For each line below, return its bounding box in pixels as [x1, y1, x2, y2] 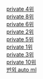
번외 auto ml [6, 66, 37, 73]
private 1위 [6, 43, 33, 50]
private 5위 [6, 36, 34, 43]
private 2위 [6, 28, 34, 35]
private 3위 [6, 51, 34, 58]
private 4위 [6, 5, 34, 12]
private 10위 [6, 58, 36, 66]
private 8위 [6, 13, 34, 20]
